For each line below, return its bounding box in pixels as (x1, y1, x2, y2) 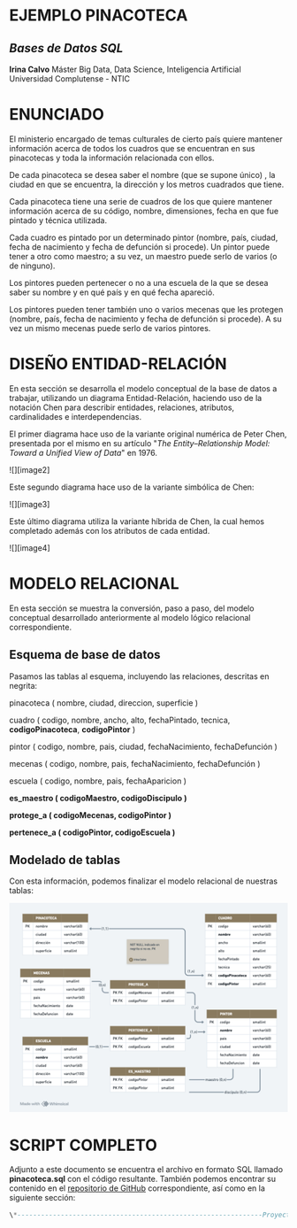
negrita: (9, 680, 38, 691)
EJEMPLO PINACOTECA (9, 5, 188, 26)
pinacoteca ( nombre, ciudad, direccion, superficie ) (9, 697, 199, 708)
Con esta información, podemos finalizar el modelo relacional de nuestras (9, 876, 278, 886)
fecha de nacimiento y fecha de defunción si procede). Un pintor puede (9, 241, 270, 252)
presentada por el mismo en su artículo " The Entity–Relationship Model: (9, 437, 270, 448)
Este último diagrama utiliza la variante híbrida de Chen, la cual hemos (9, 515, 265, 527)
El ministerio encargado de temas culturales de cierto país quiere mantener (9, 134, 283, 144)
